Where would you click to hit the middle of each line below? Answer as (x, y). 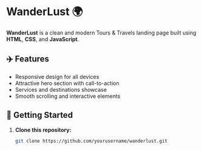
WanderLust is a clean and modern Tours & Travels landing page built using (101, 32)
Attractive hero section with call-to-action (67, 83)
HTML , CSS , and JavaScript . (43, 39)
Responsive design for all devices (57, 77)
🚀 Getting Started (40, 115)
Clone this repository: (43, 130)
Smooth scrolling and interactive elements (68, 96)
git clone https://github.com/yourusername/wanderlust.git (91, 141)
